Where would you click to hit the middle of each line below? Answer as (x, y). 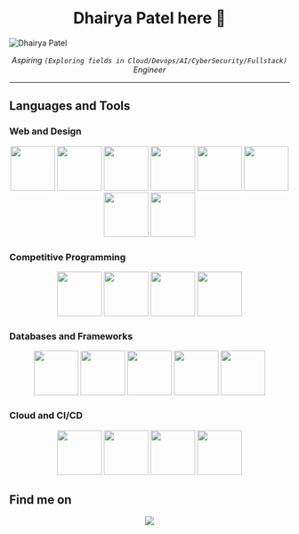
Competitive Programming (68, 257)
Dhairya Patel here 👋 (149, 18)
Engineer (149, 70)
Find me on (40, 500)
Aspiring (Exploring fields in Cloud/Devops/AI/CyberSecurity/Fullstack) (149, 60)
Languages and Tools (70, 106)
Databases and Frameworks (71, 336)
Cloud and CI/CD (46, 415)
